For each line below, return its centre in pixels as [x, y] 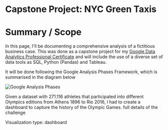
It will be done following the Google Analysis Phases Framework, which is [81, 72]
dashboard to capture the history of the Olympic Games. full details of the [81, 107]
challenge [16, 113]
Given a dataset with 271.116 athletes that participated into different [74, 97]
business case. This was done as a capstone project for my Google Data [80, 52]
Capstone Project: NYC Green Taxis [81, 9]
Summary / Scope [44, 32]
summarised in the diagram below [40, 77]
